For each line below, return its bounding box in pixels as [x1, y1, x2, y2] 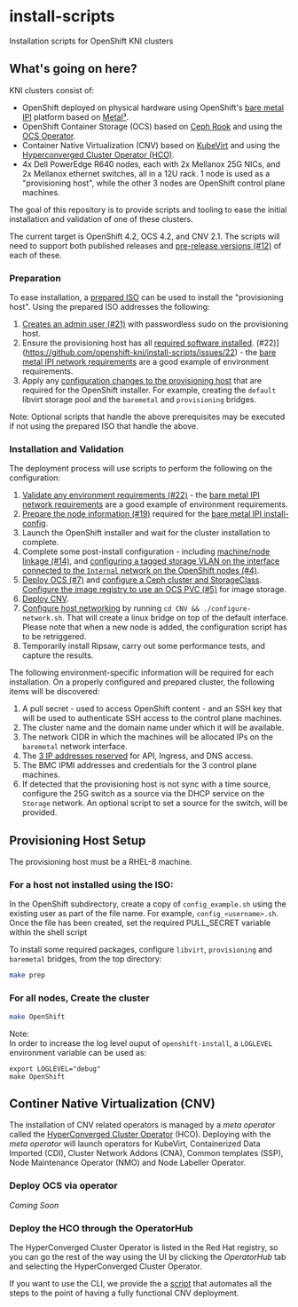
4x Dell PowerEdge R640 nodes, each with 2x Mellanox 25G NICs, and [21, 158, 281, 170]
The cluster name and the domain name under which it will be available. [21, 722, 285, 733]
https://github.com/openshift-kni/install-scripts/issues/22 [25, 347, 235, 358]
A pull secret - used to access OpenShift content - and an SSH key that [21, 703, 282, 714]
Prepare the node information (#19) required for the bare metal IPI [21, 509, 263, 519]
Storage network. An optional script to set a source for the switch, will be [21, 797, 288, 809]
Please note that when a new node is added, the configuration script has [21, 622, 288, 632]
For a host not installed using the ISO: [9, 879, 174, 891]
